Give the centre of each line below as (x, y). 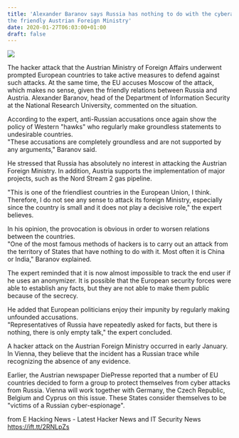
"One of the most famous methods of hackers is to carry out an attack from (118, 244)
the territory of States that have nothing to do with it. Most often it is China (116, 252)
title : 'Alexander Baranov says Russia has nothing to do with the (110, 14)
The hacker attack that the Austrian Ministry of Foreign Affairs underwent (115, 68)
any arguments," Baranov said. (52, 150)
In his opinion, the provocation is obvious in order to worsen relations (108, 229)
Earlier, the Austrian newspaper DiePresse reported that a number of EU (113, 375)
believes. (21, 215)
